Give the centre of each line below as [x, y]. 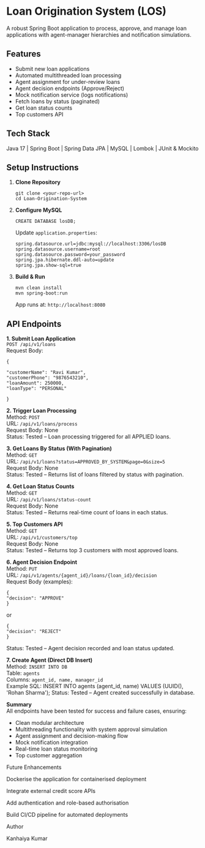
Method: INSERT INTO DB [37, 667]
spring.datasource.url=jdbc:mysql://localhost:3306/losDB [91, 244]
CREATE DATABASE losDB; [46, 222]
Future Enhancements [34, 767]
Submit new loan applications [52, 69]
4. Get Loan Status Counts [40, 486]
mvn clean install [39, 288]
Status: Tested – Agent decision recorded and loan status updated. [91, 648]
